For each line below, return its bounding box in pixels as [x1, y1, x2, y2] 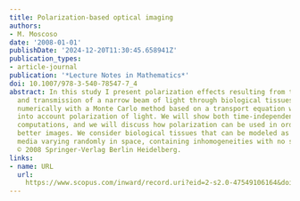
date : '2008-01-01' [9, 37, 82, 47]
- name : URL [9, 162, 54, 171]
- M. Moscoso [9, 29, 58, 38]
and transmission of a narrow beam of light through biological [17, 95, 262, 105]
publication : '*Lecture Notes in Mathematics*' [9, 71, 190, 80]
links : [9, 153, 34, 163]
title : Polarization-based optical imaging [9, 12, 174, 22]
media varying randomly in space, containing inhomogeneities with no [17, 137, 286, 146]
